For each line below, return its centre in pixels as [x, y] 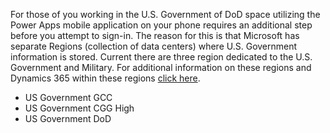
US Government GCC [68, 97]
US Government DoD [68, 118]
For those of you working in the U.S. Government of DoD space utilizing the [165, 14]
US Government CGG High [79, 108]
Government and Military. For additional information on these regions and [161, 67]
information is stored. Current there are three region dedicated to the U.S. [161, 57]
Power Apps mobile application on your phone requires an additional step [161, 25]
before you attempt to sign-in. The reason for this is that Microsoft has [155, 35]
